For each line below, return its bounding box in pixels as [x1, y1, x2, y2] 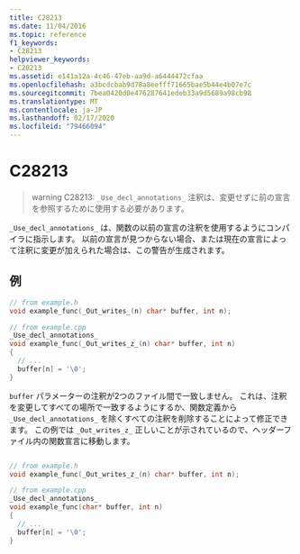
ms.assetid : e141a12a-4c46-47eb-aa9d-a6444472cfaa [9, 72, 204, 81]
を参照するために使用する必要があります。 [31, 203, 189, 213]
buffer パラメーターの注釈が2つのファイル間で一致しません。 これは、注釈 [9, 390, 287, 401]
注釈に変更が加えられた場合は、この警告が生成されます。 [16, 244, 230, 255]
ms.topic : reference [9, 30, 87, 39]
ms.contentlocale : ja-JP [9, 105, 103, 114]
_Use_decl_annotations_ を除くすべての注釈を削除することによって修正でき [9, 413, 288, 423]
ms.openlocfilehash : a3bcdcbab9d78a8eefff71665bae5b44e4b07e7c [9, 80, 252, 89]
